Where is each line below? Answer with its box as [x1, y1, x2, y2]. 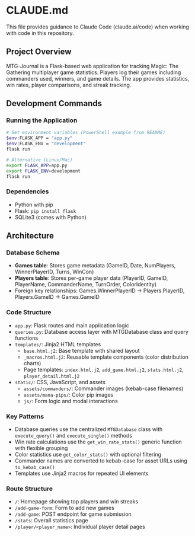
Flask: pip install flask [14, 207, 76, 214]
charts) [23, 359, 41, 366]
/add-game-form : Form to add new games [14, 505, 114, 512]
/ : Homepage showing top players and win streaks [14, 498, 139, 505]
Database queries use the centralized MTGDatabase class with [14, 426, 163, 433]
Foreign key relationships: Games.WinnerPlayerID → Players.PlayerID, [14, 287, 185, 294]
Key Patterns [6, 412, 44, 420]
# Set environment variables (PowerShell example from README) [6, 130, 166, 136]
